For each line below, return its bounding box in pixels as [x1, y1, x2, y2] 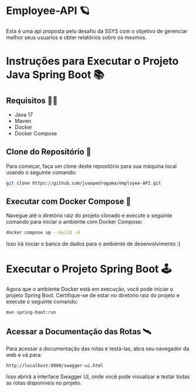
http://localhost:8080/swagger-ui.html [6, 363, 104, 368]
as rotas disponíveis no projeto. [6, 379, 82, 386]
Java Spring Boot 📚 [6, 68, 104, 82]
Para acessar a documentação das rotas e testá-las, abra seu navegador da [6, 345, 190, 352]
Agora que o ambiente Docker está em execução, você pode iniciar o [6, 285, 174, 293]
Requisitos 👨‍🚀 [6, 95, 58, 105]
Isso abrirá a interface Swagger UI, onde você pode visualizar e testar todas [6, 373, 190, 380]
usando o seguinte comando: [6, 168, 77, 176]
